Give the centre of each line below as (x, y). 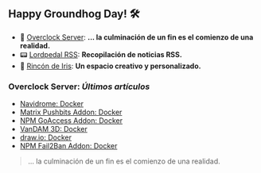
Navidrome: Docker (51, 104)
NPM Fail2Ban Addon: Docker (68, 146)
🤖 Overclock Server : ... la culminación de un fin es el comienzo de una (136, 37)
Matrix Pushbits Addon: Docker (71, 112)
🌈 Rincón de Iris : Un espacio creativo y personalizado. (110, 66)
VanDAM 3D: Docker (53, 129)
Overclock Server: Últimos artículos (79, 86)
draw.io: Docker (46, 137)
